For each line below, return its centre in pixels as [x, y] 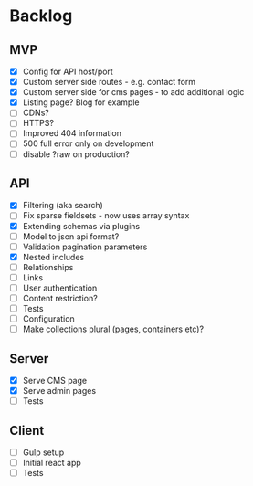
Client [27, 430]
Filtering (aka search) [63, 206]
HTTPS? [38, 123]
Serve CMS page [55, 380]
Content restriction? [60, 298]
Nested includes [53, 257]
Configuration [48, 319]
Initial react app [52, 463]
